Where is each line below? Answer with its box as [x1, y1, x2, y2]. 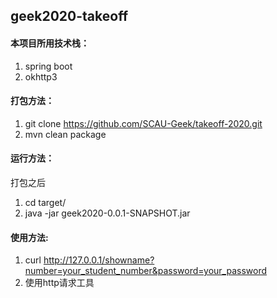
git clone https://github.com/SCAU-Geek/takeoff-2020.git [24, 117, 263, 129]
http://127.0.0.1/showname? [43, 254, 155, 266]
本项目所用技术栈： [10, 37, 90, 49]
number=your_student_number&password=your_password [24, 265, 267, 277]
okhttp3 [24, 70, 58, 83]
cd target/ [24, 197, 67, 208]
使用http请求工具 [24, 277, 95, 289]
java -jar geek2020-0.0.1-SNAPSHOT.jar [24, 207, 191, 219]
